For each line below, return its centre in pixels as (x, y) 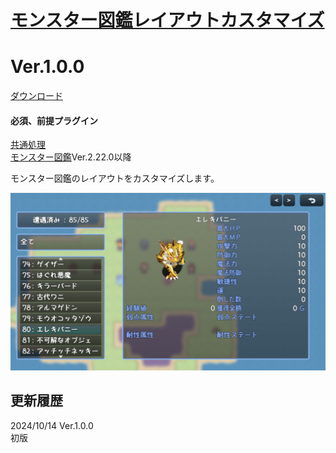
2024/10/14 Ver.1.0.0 (52, 425)
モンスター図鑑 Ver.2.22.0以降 (71, 157)
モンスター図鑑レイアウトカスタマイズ (167, 20)
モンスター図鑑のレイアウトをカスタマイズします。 (115, 178)
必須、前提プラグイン (54, 120)
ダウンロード (36, 96)
